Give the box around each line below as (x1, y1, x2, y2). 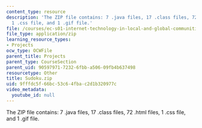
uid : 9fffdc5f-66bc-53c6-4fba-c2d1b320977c (6, 81, 117, 87)
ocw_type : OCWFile (6, 48, 52, 54)
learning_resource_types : (6, 36, 71, 42)
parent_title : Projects (6, 53, 66, 59)
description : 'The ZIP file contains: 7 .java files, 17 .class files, (6, 14, 189, 20)
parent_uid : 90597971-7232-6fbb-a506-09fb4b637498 (6, 64, 136, 71)
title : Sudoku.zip (6, 75, 52, 81)
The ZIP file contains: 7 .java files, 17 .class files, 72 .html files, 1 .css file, (6, 108, 186, 115)
